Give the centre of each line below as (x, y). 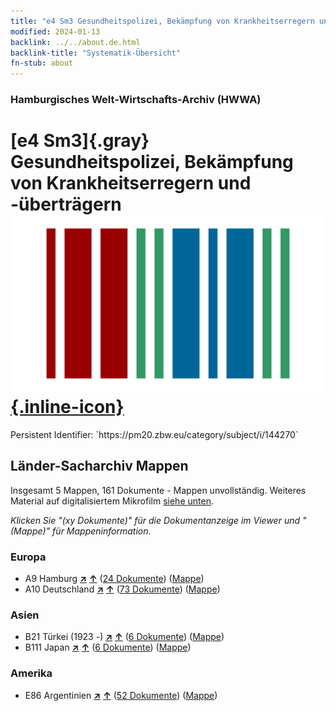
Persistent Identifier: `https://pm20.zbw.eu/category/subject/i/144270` (154, 434)
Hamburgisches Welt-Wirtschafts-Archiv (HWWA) (136, 100)
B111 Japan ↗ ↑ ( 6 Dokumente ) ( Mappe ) (108, 647)
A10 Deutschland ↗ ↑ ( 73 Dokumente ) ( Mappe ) (122, 589)
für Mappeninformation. (102, 531)
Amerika (31, 673)
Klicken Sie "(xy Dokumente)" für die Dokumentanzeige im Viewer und (155, 520)
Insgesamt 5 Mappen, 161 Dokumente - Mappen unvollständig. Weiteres (158, 490)
